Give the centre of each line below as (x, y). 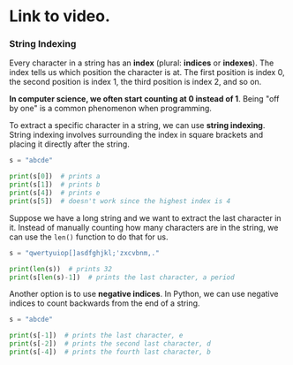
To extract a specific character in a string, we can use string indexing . (137, 125)
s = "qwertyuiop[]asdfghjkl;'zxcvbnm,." (85, 253)
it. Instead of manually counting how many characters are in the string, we (144, 227)
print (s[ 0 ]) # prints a (55, 177)
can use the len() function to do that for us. (89, 237)
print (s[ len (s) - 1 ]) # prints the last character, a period (122, 277)
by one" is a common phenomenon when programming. (110, 109)
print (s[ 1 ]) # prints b (55, 185)
